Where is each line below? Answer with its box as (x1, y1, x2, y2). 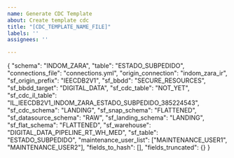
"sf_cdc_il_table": (7, 92, 57, 100)
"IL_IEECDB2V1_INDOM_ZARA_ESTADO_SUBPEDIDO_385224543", (7, 99, 200, 107)
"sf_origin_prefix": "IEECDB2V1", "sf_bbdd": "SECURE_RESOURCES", (7, 76, 206, 85)
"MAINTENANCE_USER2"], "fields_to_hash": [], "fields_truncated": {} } (7, 143, 210, 152)
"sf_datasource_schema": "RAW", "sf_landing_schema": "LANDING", (7, 113, 205, 122)
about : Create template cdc (7, 17, 90, 24)
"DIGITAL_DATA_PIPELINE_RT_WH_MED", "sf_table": (7, 129, 159, 137)
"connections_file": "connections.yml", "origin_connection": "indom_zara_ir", (7, 69, 228, 78)
